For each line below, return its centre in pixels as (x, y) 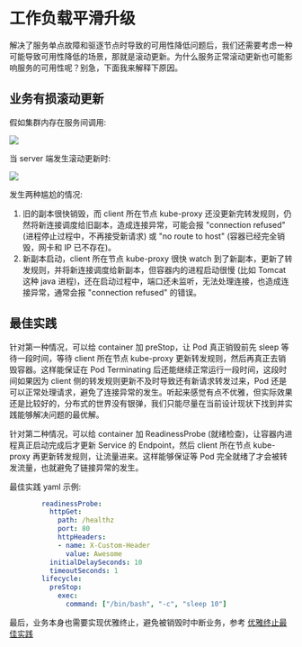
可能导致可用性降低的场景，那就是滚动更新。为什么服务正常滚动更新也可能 (147, 56)
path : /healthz (86, 520)
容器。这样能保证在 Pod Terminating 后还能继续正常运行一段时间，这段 (148, 369)
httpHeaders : (81, 537)
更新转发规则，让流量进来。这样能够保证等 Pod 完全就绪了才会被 (160, 456)
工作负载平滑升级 (73, 18)
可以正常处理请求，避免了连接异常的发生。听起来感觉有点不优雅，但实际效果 (151, 392)
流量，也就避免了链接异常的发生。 (80, 467)
